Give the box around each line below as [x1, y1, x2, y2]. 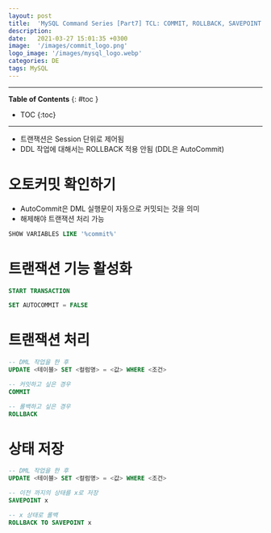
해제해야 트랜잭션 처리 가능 [19, 213, 105, 223]
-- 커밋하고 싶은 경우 [8, 380, 71, 388]
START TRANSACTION [8, 287, 70, 295]
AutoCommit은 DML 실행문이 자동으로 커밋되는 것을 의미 [19, 204, 200, 213]
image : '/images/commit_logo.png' [8, 42, 128, 50]
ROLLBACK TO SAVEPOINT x [8, 518, 92, 527]
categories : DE [8, 57, 60, 65]
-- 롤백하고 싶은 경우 [8, 402, 71, 410]
